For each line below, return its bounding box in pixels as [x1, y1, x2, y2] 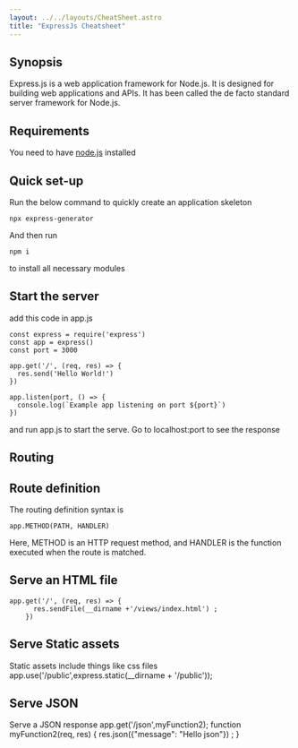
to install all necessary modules [9, 262, 125, 273]
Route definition [9, 480, 101, 495]
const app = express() [9, 338, 94, 347]
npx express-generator [9, 214, 94, 223]
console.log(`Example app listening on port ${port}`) [17, 400, 226, 409]
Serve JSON [9, 695, 79, 710]
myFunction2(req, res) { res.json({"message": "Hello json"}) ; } [9, 729, 240, 740]
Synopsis [9, 55, 63, 70]
